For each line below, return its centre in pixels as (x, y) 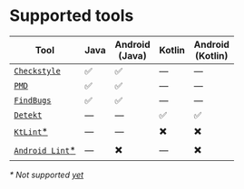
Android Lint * (45, 150)
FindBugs (33, 100)
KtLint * (31, 132)
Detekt (28, 115)
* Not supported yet (47, 175)
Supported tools (72, 16)
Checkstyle (37, 71)
